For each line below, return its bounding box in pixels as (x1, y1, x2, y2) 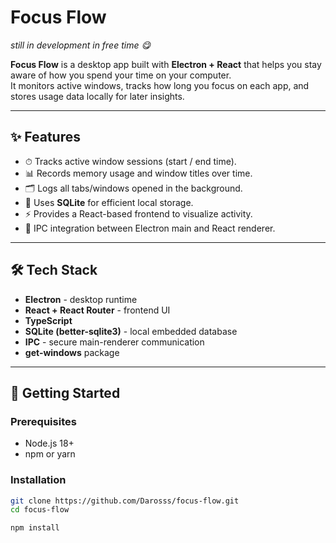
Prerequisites (10, 414, 77, 428)
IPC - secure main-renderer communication (24, 336, 205, 348)
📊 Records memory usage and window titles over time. (24, 167, 253, 179)
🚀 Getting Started (10, 384, 121, 401)
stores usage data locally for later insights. (10, 90, 185, 102)
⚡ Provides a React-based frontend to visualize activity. (24, 207, 253, 220)
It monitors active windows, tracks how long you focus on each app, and (10, 79, 310, 91)
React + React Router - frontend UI (24, 304, 171, 316)
